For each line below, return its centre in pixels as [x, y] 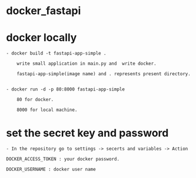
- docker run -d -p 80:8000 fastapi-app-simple [66, 89]
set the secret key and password [87, 133]
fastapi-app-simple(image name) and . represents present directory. [104, 74]
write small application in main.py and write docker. [87, 64]
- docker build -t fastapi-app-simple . [57, 53]
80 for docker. [35, 100]
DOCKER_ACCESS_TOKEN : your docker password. [63, 159]
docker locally [41, 38]
